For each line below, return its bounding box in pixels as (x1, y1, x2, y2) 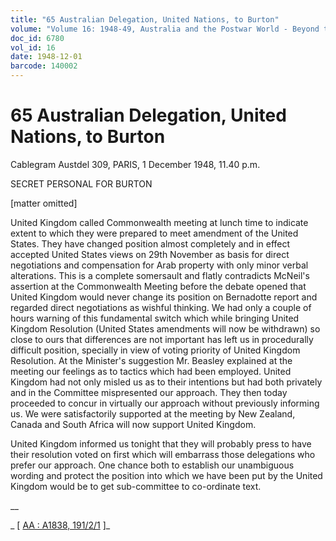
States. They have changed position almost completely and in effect (10, 237, 291, 250)
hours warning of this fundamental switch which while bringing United (10, 312, 300, 324)
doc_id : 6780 (10, 33, 65, 43)
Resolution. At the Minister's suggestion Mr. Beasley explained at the (10, 354, 293, 366)
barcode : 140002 (10, 61, 78, 71)
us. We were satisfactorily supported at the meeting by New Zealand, (10, 407, 296, 420)
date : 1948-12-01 (10, 52, 83, 62)
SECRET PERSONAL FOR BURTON (10, 177, 153, 190)
